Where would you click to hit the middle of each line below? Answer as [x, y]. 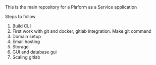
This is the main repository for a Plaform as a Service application [71, 7]
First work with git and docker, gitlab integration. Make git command [82, 31]
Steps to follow [20, 16]
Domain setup [26, 36]
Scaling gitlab [26, 57]
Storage [20, 47]
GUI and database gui [34, 52]
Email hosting [26, 42]
